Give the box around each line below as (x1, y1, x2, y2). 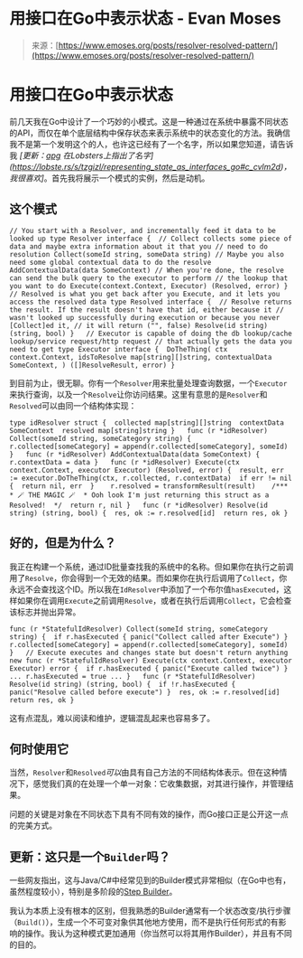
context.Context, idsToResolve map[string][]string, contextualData (9, 352, 272, 362)
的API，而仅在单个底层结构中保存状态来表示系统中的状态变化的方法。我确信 (9, 127, 291, 138)
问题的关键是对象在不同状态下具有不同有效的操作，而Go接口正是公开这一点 (9, 809, 289, 820)
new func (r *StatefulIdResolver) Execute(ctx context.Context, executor (9, 656, 293, 665)
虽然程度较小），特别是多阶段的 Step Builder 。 (9, 887, 178, 897)
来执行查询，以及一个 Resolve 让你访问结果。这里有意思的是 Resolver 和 (9, 389, 268, 399)
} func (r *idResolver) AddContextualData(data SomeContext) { (9, 449, 260, 459)
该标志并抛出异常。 (9, 606, 81, 617)
